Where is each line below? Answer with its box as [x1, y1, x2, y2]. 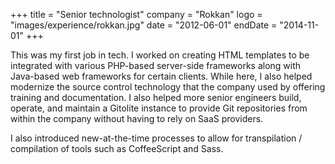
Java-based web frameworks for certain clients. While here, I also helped [10, 70, 313, 82]
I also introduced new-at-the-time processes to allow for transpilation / [10, 132, 303, 144]
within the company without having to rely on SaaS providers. [10, 113, 264, 124]
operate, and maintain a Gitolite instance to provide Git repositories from [10, 102, 308, 114]
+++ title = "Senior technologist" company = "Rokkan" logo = [10, 9, 263, 20]
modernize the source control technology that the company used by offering [10, 81, 326, 93]
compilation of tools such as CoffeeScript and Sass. [10, 143, 224, 154]
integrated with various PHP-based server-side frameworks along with [10, 60, 302, 71]
